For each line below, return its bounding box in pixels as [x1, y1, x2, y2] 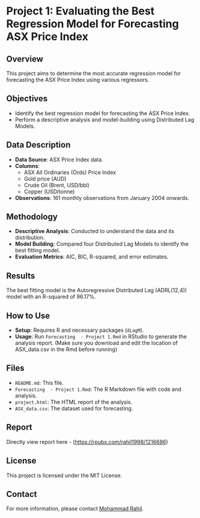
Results [6, 270, 35, 281]
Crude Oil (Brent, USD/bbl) [23, 181, 90, 189]
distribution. [14, 234, 45, 242]
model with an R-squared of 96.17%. [6, 293, 96, 301]
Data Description [6, 140, 71, 150]
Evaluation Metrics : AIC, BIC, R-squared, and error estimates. [14, 253, 169, 260]
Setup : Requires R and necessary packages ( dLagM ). [14, 326, 144, 334]
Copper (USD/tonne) [23, 188, 75, 195]
